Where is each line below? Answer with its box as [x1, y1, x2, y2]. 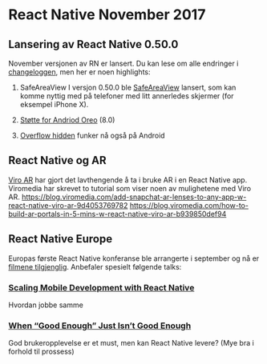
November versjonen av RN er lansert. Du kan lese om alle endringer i [8, 58, 239, 68]
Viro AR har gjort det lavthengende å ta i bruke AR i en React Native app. [8, 174, 248, 185]
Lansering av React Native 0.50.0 [8, 38, 179, 51]
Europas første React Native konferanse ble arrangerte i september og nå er [8, 254, 260, 263]
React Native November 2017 [8, 6, 206, 24]
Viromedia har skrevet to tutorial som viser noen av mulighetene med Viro [8, 183, 251, 193]
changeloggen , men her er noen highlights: [8, 67, 151, 77]
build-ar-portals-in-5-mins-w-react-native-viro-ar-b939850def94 [8, 209, 227, 218]
